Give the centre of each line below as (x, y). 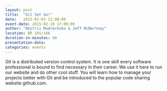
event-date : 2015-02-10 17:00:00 (40, 24)
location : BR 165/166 (28, 33)
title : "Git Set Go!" (29, 15)
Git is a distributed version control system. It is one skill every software (78, 61)
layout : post (19, 10)
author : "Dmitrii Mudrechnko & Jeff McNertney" (56, 29)
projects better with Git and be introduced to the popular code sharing (78, 77)
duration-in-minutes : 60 (31, 38)
